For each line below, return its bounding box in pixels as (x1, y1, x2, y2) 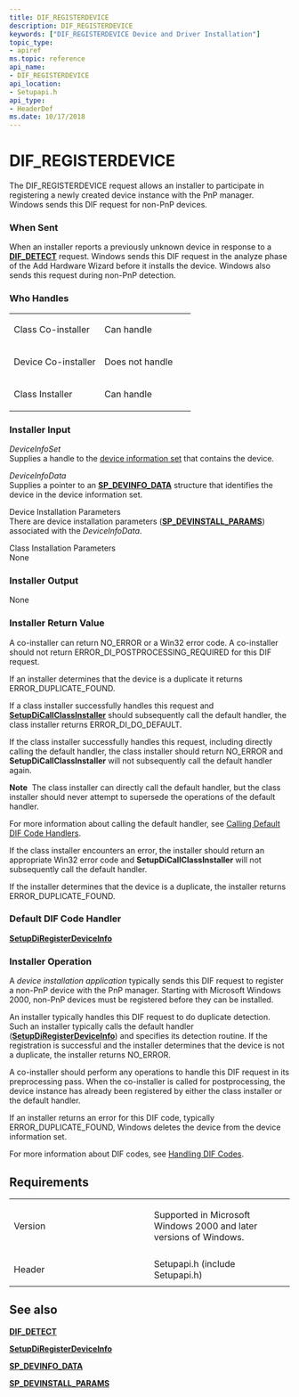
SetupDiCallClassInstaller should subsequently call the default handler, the (9, 709, 287, 720)
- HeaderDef (9, 104, 53, 113)
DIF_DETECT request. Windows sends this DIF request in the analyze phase (9, 251, 287, 262)
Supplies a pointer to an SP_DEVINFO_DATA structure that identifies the (9, 479, 273, 490)
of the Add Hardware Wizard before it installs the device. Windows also (9, 260, 271, 272)
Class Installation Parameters (9, 543, 116, 553)
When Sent (9, 221, 59, 233)
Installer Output (9, 574, 78, 586)
